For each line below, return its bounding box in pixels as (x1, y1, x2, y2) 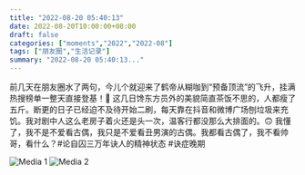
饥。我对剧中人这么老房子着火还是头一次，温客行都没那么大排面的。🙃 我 (9, 115, 284, 126)
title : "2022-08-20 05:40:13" (9, 13, 125, 23)
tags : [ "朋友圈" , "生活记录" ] (9, 47, 111, 56)
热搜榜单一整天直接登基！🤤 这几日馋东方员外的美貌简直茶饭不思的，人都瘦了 (9, 92, 297, 103)
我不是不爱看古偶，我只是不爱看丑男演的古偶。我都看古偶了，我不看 (25, 127, 280, 137)
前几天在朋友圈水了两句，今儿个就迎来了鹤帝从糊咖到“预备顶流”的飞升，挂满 (9, 82, 296, 92)
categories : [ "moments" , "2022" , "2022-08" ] (9, 38, 173, 48)
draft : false (9, 30, 59, 39)
